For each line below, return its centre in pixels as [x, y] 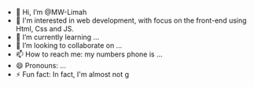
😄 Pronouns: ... [41, 65]
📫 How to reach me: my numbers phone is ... [89, 54]
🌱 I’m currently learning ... [57, 37]
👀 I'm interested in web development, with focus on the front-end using [131, 20]
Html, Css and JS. [45, 29]
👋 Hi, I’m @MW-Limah [51, 12]
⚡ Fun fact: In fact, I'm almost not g [72, 74]
